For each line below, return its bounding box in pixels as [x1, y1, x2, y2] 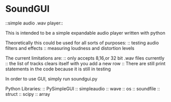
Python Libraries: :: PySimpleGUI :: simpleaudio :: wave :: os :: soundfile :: [5, 85, 160, 92]
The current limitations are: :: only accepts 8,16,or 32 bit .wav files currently [5, 55, 165, 61]
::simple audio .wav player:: [5, 20, 63, 26]
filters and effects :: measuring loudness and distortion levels [5, 45, 135, 51]
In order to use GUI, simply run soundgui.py [5, 75, 98, 82]
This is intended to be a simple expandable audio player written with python [5, 30, 165, 36]
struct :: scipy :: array [5, 91, 50, 97]
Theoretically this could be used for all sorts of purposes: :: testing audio [5, 39, 159, 46]
